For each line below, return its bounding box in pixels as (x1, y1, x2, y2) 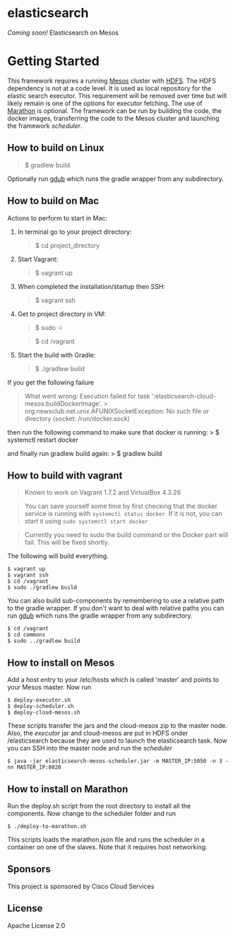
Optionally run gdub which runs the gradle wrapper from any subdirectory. (7, 175, 224, 183)
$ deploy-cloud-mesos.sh (7, 709, 80, 717)
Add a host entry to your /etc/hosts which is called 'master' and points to (7, 676, 219, 684)
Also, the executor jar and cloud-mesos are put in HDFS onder (7, 729, 188, 738)
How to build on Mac (7, 195, 100, 207)
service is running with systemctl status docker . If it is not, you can (24, 509, 222, 518)
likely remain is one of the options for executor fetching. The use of (7, 99, 203, 107)
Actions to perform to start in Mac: (7, 213, 108, 222)
